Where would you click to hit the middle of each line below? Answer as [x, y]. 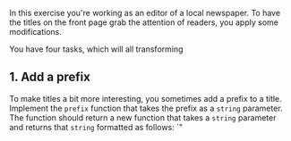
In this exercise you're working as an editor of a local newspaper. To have [145, 13]
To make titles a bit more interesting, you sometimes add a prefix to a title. [145, 98]
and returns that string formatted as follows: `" [96, 127]
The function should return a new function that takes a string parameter [143, 117]
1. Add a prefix [50, 77]
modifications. [36, 32]
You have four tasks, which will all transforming [96, 49]
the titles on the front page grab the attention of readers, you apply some [144, 22]
